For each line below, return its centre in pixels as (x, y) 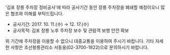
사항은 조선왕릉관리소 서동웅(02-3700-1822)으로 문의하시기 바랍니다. (79, 47)
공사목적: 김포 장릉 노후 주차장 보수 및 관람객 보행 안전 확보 (71, 30)
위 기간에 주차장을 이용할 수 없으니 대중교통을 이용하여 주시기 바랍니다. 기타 (80, 41)
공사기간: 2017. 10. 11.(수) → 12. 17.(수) (51, 24)
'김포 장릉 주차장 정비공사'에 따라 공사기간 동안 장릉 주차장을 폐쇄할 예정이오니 (82, 7)
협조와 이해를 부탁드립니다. (37, 13)
